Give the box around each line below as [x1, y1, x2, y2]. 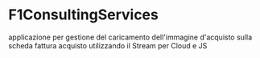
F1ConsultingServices [8, 6, 159, 24]
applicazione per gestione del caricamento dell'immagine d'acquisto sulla [8, 32, 252, 42]
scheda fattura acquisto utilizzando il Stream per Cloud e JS [8, 40, 208, 50]
